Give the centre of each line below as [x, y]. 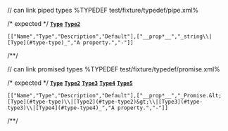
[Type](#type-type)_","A [44, 43]
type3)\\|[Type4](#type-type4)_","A [61, 108]
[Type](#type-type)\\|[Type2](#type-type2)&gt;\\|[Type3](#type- [105, 102]
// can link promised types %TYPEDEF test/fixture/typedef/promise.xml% [114, 69]
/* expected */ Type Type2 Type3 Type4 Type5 [70, 83]
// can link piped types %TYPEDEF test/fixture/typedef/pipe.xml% [103, 10]
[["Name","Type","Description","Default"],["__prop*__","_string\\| [110, 36]
